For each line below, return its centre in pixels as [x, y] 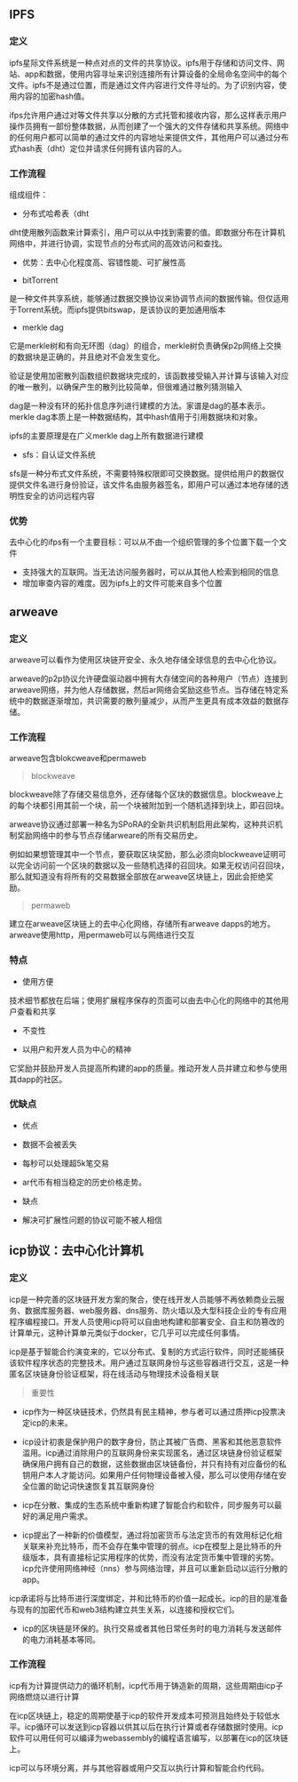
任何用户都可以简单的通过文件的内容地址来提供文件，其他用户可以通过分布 [153, 137]
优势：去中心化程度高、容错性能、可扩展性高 [104, 262]
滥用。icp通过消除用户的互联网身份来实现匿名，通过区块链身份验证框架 [152, 1452]
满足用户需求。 [65, 1516]
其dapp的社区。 [38, 1079]
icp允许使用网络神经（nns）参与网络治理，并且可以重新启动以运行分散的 [155, 1568]
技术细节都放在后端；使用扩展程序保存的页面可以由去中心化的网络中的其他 [145, 1000]
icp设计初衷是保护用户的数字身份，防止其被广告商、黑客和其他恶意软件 [152, 1441]
